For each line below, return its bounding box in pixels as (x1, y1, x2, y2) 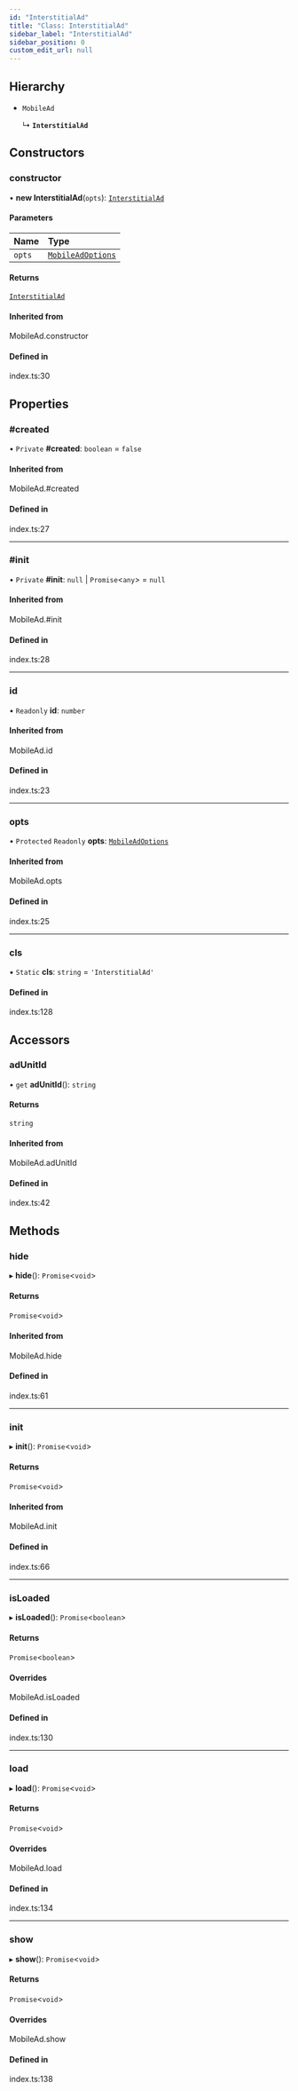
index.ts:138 (9, 2074, 53, 2085)
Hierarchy (9, 79, 66, 94)
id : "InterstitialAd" (9, 12, 90, 22)
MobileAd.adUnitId (9, 1158, 77, 1168)
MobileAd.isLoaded (9, 1692, 80, 1703)
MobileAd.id (9, 745, 53, 756)
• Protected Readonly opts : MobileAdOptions (9, 836, 169, 846)
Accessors (9, 1032, 71, 1048)
